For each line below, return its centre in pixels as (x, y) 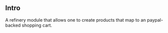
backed (13, 25)
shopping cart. (37, 25)
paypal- (155, 20)
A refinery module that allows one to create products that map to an (76, 20)
